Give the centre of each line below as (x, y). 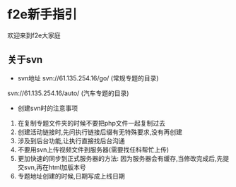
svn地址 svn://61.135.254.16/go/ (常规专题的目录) (88, 78)
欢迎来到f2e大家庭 (34, 35)
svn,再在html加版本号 (55, 167)
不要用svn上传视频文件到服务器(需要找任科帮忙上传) (93, 150)
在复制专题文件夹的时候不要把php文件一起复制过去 (92, 123)
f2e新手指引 (42, 14)
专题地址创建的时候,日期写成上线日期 (71, 176)
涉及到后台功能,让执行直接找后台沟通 (71, 140)
